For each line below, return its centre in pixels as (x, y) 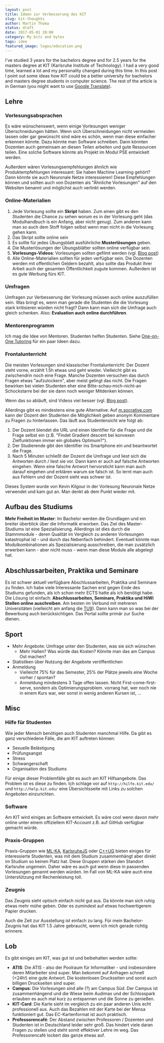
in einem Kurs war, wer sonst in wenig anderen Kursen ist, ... (80, 693)
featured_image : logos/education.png (44, 46)
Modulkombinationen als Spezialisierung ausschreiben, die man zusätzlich (80, 545)
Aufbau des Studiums (39, 507)
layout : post (18, 10)
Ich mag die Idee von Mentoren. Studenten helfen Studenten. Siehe (73, 336)
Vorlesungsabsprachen (34, 115)
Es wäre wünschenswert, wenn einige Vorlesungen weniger (65, 126)
